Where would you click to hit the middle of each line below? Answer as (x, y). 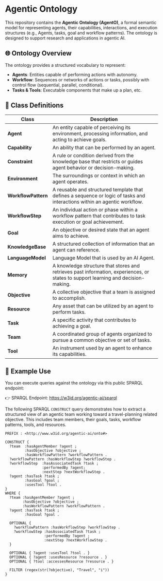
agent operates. (71, 181)
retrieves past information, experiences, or (101, 271)
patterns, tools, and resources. (36, 425)
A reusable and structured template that (98, 190)
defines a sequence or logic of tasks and (99, 195)
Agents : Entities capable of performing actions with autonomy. (75, 75)
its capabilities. (70, 354)
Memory (17, 275)
